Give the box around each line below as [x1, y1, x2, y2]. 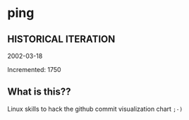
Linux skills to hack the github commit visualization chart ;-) [7, 104, 183, 113]
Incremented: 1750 [7, 66, 61, 73]
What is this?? [7, 86, 71, 98]
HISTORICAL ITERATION [7, 33, 116, 45]
